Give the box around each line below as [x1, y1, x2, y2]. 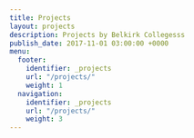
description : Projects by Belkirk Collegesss [9, 30, 185, 39]
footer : [17, 55, 47, 64]
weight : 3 [26, 114, 64, 123]
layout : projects [9, 22, 76, 31]
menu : [9, 47, 30, 56]
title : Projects [9, 13, 71, 23]
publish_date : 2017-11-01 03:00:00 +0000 [9, 38, 169, 48]
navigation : [17, 89, 64, 98]
